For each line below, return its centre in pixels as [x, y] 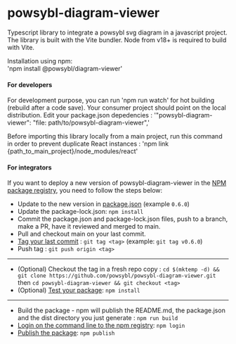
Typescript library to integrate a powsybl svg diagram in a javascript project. [118, 32]
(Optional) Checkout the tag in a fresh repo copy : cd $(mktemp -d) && [118, 269]
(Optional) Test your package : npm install [79, 291]
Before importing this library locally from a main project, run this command [115, 136]
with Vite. [21, 47]
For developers [30, 84]
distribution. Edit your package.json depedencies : [80, 115]
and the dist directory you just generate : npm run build [98, 318]
